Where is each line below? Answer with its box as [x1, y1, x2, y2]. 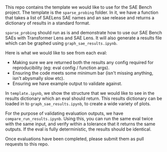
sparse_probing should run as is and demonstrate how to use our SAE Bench [5, 30, 163, 35]
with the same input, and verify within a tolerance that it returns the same [5, 121, 156, 127]
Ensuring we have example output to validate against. [12, 80, 123, 86]
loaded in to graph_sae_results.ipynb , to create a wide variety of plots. [5, 101, 151, 106]
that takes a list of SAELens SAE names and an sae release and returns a [5, 15, 155, 20]
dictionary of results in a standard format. [5, 20, 91, 26]
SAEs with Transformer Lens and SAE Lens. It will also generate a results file [5, 35, 162, 41]
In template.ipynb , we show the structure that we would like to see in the [5, 90, 155, 96]
